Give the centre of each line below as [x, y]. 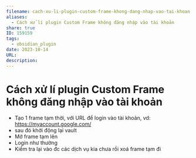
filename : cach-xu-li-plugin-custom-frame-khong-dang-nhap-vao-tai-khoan [98, 11]
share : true [21, 28]
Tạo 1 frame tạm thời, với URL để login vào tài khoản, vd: [82, 118]
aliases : [17, 17]
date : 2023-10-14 [27, 50]
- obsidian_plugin [34, 44]
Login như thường [36, 143]
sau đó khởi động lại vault [46, 130]
